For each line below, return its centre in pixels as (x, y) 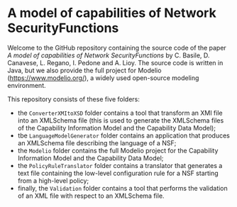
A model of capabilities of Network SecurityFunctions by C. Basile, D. (109, 55)
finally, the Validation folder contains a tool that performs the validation (123, 188)
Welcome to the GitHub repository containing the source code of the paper (117, 47)
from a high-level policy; (53, 180)
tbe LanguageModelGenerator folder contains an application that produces (124, 135)
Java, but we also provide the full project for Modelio (84, 70)
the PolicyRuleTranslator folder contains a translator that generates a (120, 165)
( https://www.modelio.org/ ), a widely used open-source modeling (103, 78)
